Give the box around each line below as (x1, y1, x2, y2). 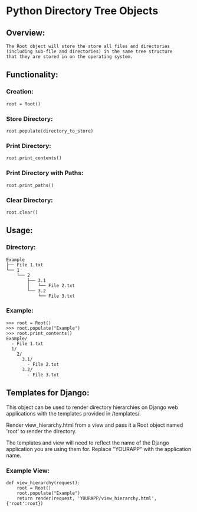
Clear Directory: (6, 196, 53, 204)
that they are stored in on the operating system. (6, 54, 133, 60)
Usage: (6, 226, 34, 236)
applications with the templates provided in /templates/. (6, 410, 142, 417)
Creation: (6, 88, 34, 96)
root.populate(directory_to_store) (6, 128, 94, 134)
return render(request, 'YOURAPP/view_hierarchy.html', (17, 495, 157, 501)
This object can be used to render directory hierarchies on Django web (6, 404, 179, 411)
